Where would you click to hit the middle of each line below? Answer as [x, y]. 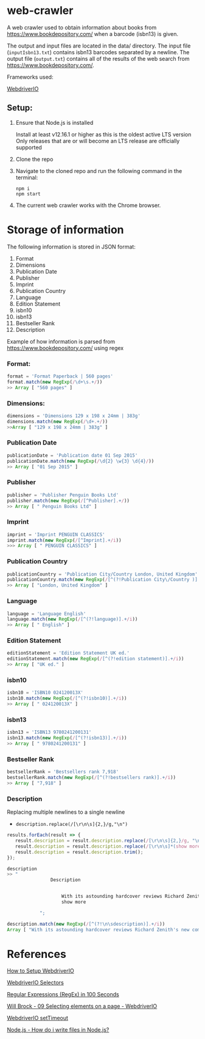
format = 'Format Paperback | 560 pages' [60, 376]
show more [74, 902]
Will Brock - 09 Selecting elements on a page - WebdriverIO [82, 1006]
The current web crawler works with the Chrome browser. [88, 205]
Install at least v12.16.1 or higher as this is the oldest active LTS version [103, 134]
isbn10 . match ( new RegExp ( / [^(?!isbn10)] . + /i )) [67, 699]
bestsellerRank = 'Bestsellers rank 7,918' [63, 772]
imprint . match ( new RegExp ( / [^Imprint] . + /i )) [64, 540]
